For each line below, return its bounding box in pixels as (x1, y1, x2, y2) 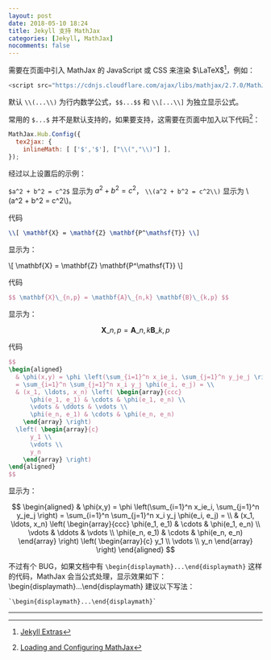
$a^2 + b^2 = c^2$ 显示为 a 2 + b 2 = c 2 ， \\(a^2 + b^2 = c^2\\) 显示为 (8, 185, 244, 196)
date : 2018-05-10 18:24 (8, 19, 89, 27)
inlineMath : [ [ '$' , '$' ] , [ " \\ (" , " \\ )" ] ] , (23, 146, 172, 154)
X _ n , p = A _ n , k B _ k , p (100, 326, 171, 335)
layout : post (8, 11, 52, 20)
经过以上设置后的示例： (8, 168, 86, 178)
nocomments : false (8, 42, 70, 50)
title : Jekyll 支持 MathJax (8, 27, 101, 35)
